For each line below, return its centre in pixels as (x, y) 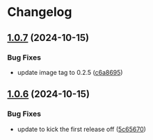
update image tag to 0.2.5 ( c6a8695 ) (70, 72)
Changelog (40, 12)
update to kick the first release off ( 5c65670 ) (81, 129)
